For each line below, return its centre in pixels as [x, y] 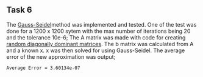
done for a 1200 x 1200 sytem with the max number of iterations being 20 [98, 31]
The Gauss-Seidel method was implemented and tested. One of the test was [101, 24]
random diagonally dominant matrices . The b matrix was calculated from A [100, 44]
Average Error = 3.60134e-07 [43, 68]
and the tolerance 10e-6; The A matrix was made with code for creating [96, 37]
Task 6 [19, 10]
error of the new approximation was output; [61, 56]
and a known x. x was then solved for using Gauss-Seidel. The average [96, 50]
